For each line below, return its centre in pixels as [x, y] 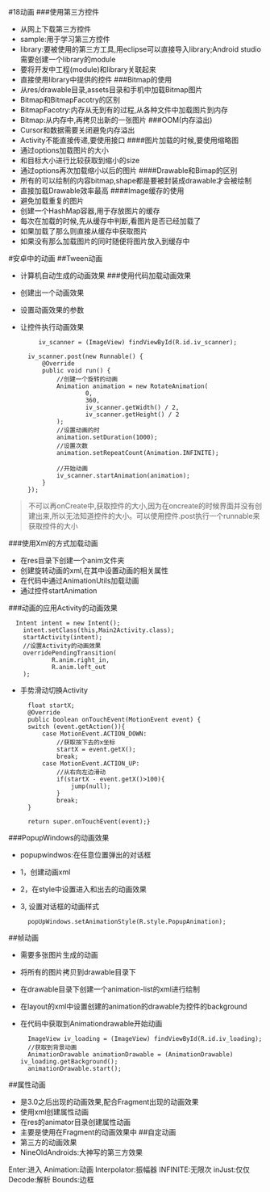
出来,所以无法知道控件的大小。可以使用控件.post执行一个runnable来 [147, 516]
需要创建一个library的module [68, 59]
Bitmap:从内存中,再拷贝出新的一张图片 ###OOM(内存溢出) [116, 120]
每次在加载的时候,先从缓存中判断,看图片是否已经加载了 [110, 221]
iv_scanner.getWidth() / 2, [132, 407]
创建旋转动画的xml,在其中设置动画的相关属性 [94, 571]
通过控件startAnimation [58, 591]
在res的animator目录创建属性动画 [75, 1122]
